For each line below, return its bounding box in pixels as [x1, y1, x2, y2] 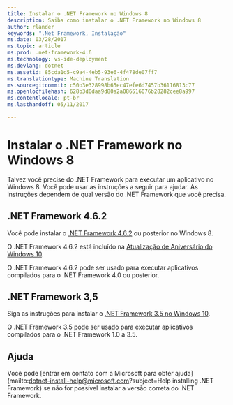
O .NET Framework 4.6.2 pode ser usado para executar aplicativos [7, 263, 199, 272]
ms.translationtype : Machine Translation [7, 75, 130, 82]
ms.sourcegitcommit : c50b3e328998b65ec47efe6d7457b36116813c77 [7, 82, 195, 89]
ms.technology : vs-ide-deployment [7, 56, 108, 63]
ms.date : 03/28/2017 [7, 36, 68, 43]
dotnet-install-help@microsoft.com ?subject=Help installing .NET [29, 376, 214, 385]
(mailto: [7, 376, 29, 385]
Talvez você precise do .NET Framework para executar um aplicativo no [7, 175, 214, 184]
